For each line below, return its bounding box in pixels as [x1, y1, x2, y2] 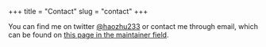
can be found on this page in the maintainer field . [8, 31, 169, 39]
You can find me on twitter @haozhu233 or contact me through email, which [8, 22, 258, 31]
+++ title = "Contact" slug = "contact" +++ [8, 7, 148, 16]
